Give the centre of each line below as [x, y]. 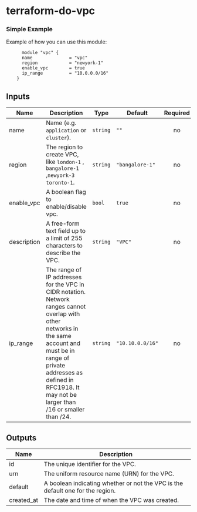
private [56, 366]
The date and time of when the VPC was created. [111, 500]
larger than [61, 402]
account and [63, 343]
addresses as [64, 373]
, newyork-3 [60, 175]
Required [177, 113]
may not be [62, 395]
